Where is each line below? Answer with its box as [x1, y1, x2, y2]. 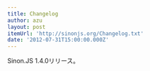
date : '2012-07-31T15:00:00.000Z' [7, 37, 110, 44]
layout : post [7, 23, 46, 30]
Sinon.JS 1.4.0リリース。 [7, 57, 80, 65]
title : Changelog [7, 10, 59, 18]
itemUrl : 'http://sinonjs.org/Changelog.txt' [7, 30, 144, 37]
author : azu [7, 17, 42, 24]
